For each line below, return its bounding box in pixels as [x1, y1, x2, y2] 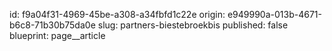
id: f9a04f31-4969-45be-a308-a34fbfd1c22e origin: [9, 9, 226, 20]
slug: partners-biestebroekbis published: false [97, 19, 289, 31]
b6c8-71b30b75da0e [9, 19, 96, 31]
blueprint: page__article [9, 30, 106, 41]
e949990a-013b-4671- [227, 9, 322, 20]
